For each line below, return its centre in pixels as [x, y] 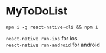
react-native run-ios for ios [41, 38]
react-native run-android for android [53, 45]
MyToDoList [37, 11]
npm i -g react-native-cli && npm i [52, 27]
